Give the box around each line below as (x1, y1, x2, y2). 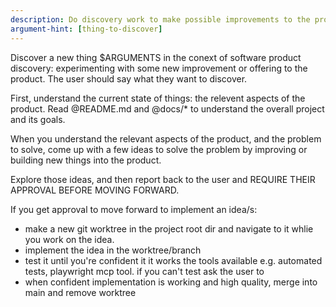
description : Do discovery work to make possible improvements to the (10, 14, 311, 25)
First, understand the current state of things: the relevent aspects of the (10, 92, 306, 104)
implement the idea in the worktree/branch (24, 244, 202, 256)
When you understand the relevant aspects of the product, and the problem (10, 132, 322, 145)
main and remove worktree (24, 286, 137, 298)
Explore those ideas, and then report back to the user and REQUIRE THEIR (10, 173, 316, 185)
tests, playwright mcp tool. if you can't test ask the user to (24, 265, 265, 277)
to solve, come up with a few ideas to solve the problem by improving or (10, 143, 308, 155)
